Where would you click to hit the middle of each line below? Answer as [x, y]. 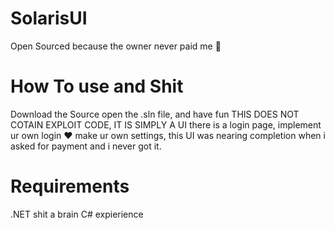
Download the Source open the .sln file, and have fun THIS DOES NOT [155, 114]
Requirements [70, 186]
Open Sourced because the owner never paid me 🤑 [116, 46]
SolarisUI [49, 18]
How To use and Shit [97, 86]
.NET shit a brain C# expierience [77, 214]
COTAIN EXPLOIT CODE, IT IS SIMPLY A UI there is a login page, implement [166, 124]
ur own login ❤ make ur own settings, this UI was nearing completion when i [168, 135]
